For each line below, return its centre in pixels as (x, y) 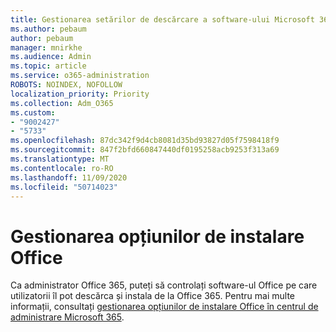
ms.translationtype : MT (60, 159)
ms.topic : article (48, 66)
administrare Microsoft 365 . (67, 317)
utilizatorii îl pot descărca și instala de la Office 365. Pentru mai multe (153, 296)
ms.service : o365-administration (80, 76)
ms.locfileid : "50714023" (64, 187)
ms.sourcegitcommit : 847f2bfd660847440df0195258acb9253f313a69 (145, 150)
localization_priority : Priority (80, 94)
